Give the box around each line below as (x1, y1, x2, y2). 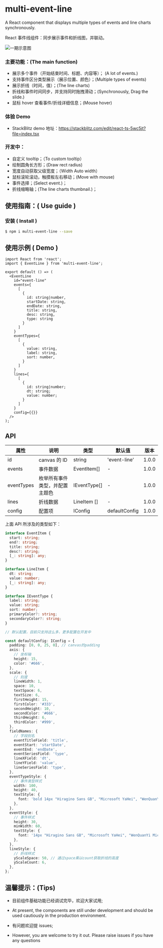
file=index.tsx (12, 130, 40, 137)
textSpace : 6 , (14, 688, 42, 693)
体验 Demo (5, 113, 31, 120)
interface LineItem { (5, 567, 49, 572)
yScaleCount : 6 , (14, 860, 47, 865)
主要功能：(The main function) (5, 58, 78, 65)
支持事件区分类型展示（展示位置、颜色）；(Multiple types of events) (12, 76, 147, 82)
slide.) (12, 94, 25, 100)
